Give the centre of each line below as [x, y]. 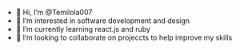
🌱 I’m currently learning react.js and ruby [83, 29]
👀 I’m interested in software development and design [103, 21]
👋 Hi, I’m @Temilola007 [54, 12]
